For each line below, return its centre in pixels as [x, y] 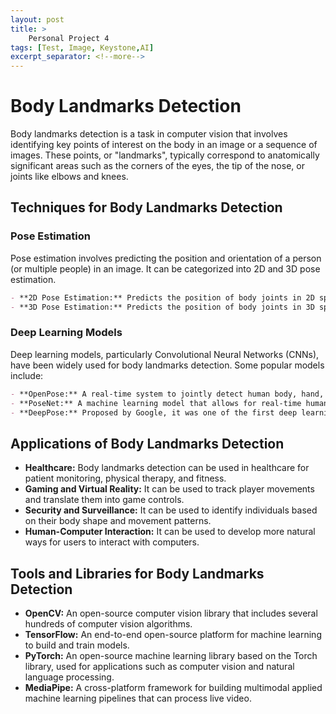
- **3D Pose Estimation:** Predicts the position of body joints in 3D [162, 307]
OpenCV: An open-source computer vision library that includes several [171, 613]
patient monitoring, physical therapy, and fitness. [125, 478]
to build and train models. [77, 645]
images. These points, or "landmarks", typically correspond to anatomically [165, 155]
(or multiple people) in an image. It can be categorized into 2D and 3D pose [165, 268]
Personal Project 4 [69, 38]
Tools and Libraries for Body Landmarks [137, 573]
